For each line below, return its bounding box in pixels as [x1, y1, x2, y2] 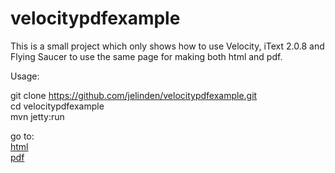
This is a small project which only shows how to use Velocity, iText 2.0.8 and [10, 40, 325, 52]
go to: [10, 130, 35, 142]
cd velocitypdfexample [10, 100, 105, 112]
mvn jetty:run [10, 110, 65, 122]
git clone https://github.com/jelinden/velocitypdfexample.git [10, 89, 258, 101]
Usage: [10, 70, 40, 82]
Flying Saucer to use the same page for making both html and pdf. [10, 50, 283, 62]
